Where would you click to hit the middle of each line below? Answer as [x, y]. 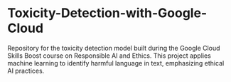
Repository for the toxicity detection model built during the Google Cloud [114, 48]
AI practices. [26, 71]
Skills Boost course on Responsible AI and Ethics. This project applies [109, 56]
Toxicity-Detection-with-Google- [107, 13]
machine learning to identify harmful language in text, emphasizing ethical [116, 63]
